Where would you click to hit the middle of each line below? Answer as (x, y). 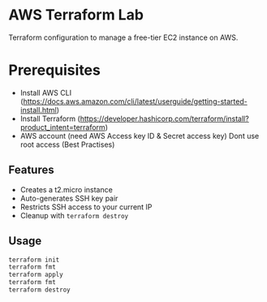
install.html (38, 110)
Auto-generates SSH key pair (69, 198)
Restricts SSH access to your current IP (86, 207)
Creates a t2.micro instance (67, 189)
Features (31, 170)
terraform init (34, 260)
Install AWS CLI (45, 93)
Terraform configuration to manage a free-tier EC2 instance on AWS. (123, 37)
